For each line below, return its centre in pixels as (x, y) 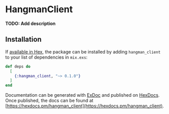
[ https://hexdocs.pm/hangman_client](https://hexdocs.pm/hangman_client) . (85, 106)
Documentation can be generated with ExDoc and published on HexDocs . (82, 95)
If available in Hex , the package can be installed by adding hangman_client (83, 51)
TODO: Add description (31, 23)
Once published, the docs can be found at (49, 101)
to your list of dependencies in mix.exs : (46, 57)
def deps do (18, 66)
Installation (23, 39)
